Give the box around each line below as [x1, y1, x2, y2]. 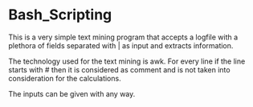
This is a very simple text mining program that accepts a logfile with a [8, 32, 239, 42]
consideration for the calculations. [8, 73, 122, 83]
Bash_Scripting [8, 6, 112, 24]
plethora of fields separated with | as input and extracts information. [8, 40, 234, 50]
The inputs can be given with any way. [8, 88, 136, 98]
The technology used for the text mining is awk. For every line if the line [8, 56, 246, 66]
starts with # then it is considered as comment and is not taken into [8, 64, 231, 74]
